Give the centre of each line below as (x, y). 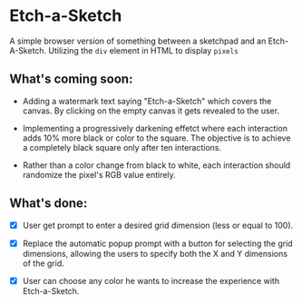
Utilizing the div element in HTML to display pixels (143, 50)
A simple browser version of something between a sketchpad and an (138, 41)
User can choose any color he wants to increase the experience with (151, 280)
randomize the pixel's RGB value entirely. (99, 174)
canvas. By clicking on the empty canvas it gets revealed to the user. (151, 111)
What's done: (49, 204)
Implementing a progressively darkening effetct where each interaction (155, 128)
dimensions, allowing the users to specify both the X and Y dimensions (155, 253)
